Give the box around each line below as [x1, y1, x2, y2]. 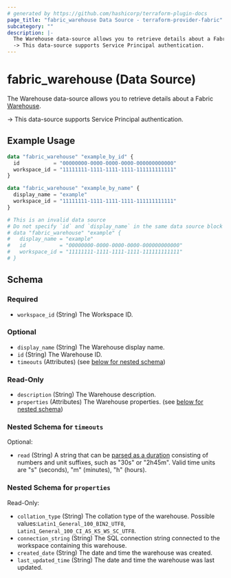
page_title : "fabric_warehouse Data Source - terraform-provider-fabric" [7, 17, 223, 23]
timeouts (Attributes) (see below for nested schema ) [16, 357, 166, 365]
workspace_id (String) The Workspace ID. [16, 310, 133, 319]
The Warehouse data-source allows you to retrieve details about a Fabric [7, 94, 214, 103]
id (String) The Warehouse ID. [16, 350, 102, 358]
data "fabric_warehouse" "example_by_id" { [7, 153, 134, 160]
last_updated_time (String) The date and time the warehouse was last [16, 555, 214, 564]
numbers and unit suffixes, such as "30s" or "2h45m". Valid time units [16, 458, 215, 467]
